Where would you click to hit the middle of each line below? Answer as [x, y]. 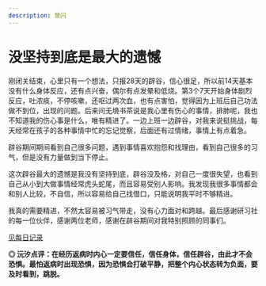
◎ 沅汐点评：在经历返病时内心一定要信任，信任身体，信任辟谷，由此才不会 [131, 254]
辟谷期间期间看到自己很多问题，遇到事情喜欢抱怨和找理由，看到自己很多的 [129, 147]
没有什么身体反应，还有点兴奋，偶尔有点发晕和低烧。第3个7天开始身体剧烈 [130, 90]
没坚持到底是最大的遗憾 [85, 57]
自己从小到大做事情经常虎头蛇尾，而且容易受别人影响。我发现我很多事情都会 [133, 184]
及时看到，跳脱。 [36, 273]
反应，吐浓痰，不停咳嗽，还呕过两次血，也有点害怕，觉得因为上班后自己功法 [133, 101]
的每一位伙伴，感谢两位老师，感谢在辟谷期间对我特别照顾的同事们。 [119, 220]
